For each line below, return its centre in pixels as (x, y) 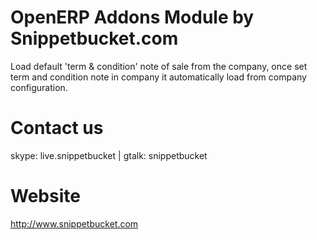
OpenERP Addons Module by (132, 17)
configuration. (39, 87)
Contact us (57, 128)
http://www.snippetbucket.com (74, 223)
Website (45, 196)
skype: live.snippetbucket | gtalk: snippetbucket (109, 155)
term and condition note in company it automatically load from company (158, 77)
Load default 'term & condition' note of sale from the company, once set (159, 66)
